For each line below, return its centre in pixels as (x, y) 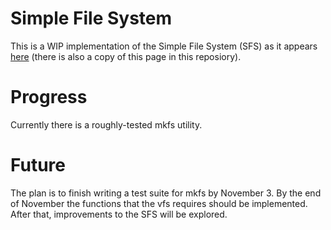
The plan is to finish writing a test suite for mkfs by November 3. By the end (166, 193)
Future (38, 165)
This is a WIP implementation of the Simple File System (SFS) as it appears (164, 46)
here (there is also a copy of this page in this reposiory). (126, 56)
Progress (49, 97)
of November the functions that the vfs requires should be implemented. (159, 203)
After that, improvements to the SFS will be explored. (119, 214)
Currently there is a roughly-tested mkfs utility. (106, 124)
